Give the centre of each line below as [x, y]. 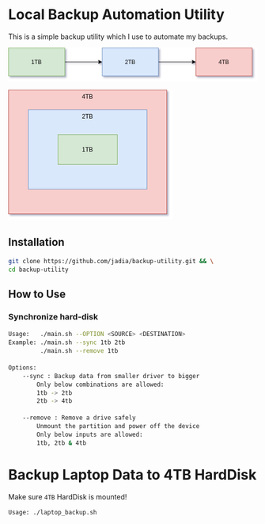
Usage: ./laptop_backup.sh [53, 512]
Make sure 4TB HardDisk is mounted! [68, 496]
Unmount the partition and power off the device [118, 426]
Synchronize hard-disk [53, 317]
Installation [36, 242]
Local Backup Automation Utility [117, 15]
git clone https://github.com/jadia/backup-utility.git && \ [111, 261]
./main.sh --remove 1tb [79, 351]
